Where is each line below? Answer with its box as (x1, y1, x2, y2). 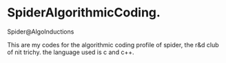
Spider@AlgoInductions (7, 27, 74, 36)
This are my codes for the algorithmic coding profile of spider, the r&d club (7, 40, 219, 49)
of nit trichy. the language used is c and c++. (7, 48, 134, 56)
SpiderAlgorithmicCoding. (7, 5, 161, 21)
